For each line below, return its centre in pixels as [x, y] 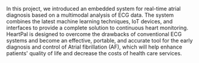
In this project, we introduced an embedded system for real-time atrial [93, 9]
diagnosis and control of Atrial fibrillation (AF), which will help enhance [94, 47]
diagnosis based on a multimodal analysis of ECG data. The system [90, 15]
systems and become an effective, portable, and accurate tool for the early [99, 40]
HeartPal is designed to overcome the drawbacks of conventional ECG [94, 34]
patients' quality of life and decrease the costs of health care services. [94, 53]
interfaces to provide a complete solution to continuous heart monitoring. [97, 28]
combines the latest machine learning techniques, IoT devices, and [90, 21]
